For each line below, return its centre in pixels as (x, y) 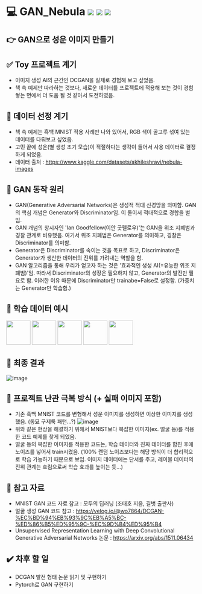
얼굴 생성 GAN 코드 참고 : (45, 511)
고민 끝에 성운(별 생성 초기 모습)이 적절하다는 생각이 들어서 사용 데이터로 (100, 147)
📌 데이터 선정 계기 (37, 116)
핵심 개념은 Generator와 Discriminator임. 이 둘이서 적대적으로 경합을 (103, 212)
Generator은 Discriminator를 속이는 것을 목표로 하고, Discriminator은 (97, 251)
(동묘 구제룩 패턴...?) (52, 422)
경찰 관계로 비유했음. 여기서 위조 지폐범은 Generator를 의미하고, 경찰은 (98, 235)
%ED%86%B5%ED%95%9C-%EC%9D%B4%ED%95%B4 (88, 524)
